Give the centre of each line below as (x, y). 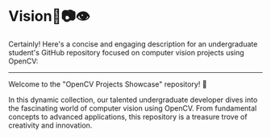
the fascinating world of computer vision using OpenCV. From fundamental (133, 108)
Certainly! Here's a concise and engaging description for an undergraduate (133, 44)
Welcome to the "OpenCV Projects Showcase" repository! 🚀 (108, 84)
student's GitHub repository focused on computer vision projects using (126, 52)
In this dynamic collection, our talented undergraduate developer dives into (133, 99)
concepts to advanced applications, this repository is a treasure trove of (128, 116)
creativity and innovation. (50, 125)
